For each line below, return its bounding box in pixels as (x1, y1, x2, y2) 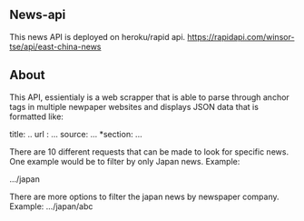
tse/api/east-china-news (9, 41, 102, 52)
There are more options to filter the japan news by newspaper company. (9, 191, 279, 202)
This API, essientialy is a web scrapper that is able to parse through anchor (9, 91, 290, 103)
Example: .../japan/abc (9, 200, 93, 212)
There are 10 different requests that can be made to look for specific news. (9, 146, 289, 157)
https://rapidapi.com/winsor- (187, 31, 295, 42)
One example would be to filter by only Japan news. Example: (9, 156, 240, 166)
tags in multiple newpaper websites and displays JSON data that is (9, 101, 259, 112)
